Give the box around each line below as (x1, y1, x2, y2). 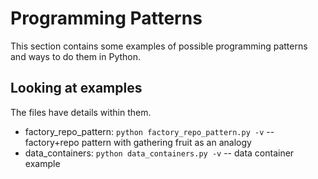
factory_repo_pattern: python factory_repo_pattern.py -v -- (24, 125, 275, 137)
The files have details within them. (10, 106, 152, 118)
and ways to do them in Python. (10, 50, 142, 62)
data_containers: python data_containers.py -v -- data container (24, 147, 295, 159)
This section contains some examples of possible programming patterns (10, 40, 308, 52)
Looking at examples (10, 80, 143, 97)
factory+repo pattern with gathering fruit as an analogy (24, 136, 252, 148)
